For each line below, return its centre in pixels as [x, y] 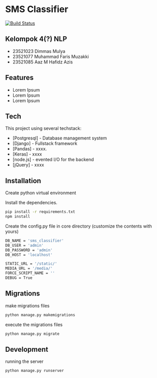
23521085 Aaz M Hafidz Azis [43, 62]
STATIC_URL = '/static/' [31, 264]
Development [27, 349]
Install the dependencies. [31, 203]
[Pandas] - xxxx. [29, 149]
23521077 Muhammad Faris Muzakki [51, 56]
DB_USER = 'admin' [24, 245]
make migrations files [27, 306]
